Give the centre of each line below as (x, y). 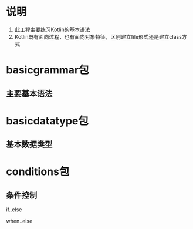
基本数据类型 (29, 144)
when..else (19, 221)
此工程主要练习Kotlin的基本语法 (52, 29)
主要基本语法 (29, 94)
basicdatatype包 (48, 121)
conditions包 (38, 172)
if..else (14, 210)
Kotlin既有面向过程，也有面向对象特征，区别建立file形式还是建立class (98, 36)
